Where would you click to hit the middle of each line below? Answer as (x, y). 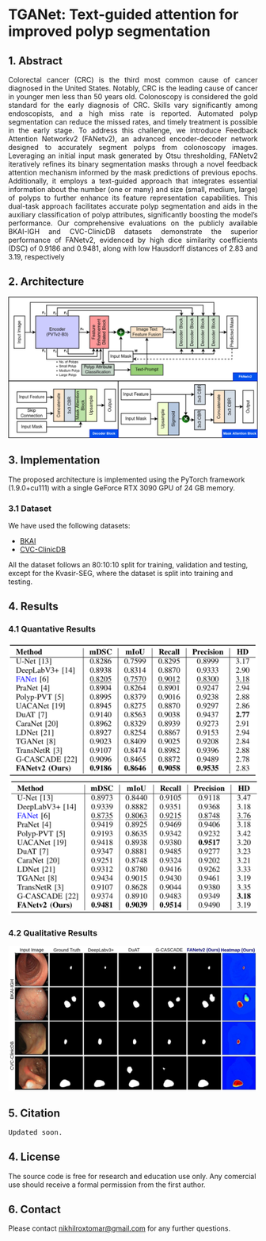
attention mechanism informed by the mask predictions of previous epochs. (133, 173)
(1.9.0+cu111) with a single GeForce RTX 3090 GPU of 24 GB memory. (122, 488)
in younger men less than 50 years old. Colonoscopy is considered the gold (133, 96)
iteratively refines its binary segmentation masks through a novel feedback (133, 164)
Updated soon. (36, 1132)
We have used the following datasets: (69, 525)
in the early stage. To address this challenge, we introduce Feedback (133, 130)
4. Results (34, 607)
